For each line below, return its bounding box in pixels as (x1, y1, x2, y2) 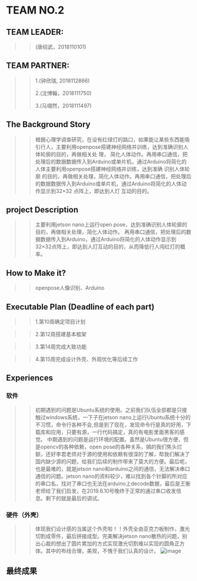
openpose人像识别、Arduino (35, 284, 105, 291)
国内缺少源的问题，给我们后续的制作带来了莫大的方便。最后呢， (35, 457, 190, 465)
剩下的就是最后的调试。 (45, 494, 103, 502)
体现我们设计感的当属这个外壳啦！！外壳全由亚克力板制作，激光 (35, 525, 190, 533)
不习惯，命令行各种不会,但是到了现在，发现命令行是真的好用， (35, 421, 186, 428)
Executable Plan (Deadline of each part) (6, 301, 155, 312)
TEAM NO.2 (6, 4, 65, 17)
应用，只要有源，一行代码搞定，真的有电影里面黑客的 (51, 428, 180, 436)
